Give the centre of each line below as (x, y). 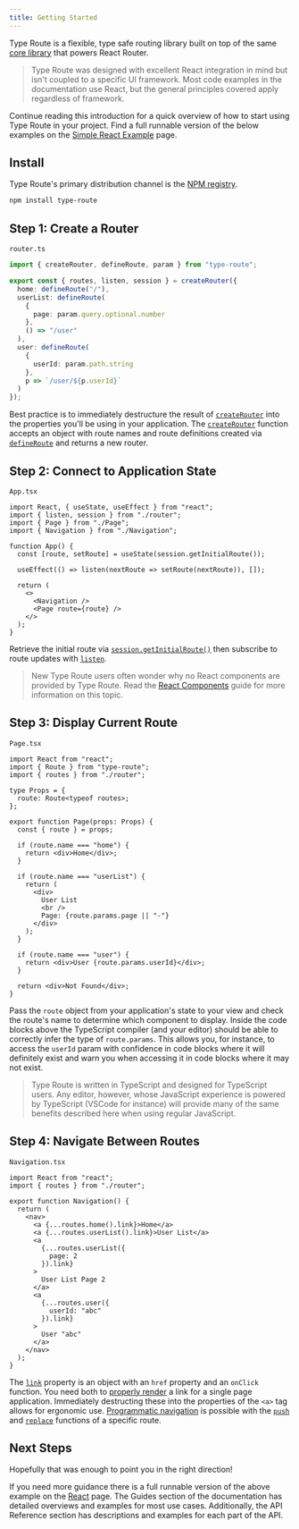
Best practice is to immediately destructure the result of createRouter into (145, 414)
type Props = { (37, 790)
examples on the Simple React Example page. (93, 134)
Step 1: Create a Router (74, 228)
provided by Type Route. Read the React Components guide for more (158, 685)
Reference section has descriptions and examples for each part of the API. (146, 1516)
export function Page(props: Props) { (81, 822)
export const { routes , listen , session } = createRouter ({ (124, 281)
